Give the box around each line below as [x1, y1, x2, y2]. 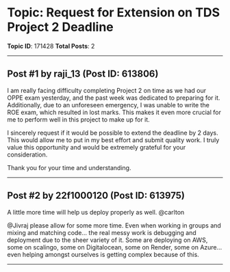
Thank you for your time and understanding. [7, 163, 131, 172]
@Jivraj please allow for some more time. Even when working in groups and [7, 221, 221, 230]
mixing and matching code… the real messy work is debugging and [7, 228, 196, 236]
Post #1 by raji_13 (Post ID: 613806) [7, 68, 159, 80]
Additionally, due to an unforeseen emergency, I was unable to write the [7, 100, 210, 109]
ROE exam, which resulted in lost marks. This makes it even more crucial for [7, 108, 221, 116]
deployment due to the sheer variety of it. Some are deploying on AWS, [7, 236, 208, 244]
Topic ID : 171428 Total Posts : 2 [7, 42, 95, 50]
